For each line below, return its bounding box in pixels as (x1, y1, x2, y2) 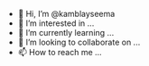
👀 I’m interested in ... (17, 18, 95, 29)
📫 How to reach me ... (17, 47, 102, 57)
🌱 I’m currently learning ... (17, 28, 115, 37)
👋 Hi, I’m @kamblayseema (17, 9, 116, 19)
